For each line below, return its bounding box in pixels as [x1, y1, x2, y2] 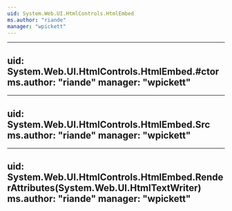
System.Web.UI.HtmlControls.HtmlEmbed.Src [7, 119, 211, 130]
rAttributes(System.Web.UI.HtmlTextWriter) [7, 182, 202, 194]
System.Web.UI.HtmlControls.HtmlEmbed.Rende [7, 172, 224, 183]
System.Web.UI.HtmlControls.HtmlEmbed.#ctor [7, 66, 220, 77]
